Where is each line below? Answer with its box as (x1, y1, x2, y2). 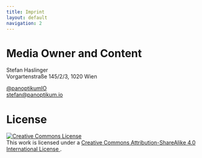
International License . (6, 145, 62, 153)
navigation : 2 (6, 20, 43, 26)
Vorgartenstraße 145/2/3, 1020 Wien (6, 73, 97, 80)
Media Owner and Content (6, 46, 142, 60)
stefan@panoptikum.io (6, 91, 63, 98)
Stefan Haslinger (6, 66, 49, 74)
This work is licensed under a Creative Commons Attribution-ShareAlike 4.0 (6, 139, 196, 146)
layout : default (6, 15, 47, 21)
